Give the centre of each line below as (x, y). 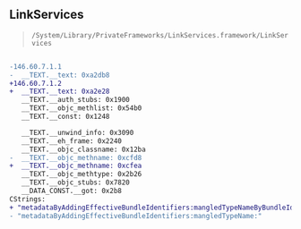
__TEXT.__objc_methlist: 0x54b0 (82, 108)
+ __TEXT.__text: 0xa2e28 (60, 92)
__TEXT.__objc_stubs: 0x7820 (75, 182)
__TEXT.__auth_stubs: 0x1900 (75, 100)
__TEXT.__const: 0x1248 (65, 117)
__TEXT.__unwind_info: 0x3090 (77, 132)
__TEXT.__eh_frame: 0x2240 (72, 141)
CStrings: (28, 199)
